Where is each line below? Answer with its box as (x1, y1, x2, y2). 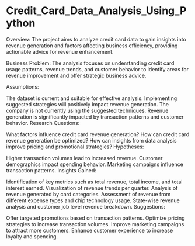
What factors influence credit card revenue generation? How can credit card (6, 130, 190, 138)
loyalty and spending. (6, 233, 58, 240)
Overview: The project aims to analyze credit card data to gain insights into (6, 36, 187, 43)
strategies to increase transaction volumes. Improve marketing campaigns (6, 220, 184, 227)
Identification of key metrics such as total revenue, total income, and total (6, 178, 183, 185)
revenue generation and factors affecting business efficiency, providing (6, 42, 178, 49)
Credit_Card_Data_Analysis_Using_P (6, 4, 187, 18)
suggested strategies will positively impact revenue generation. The (6, 101, 169, 108)
